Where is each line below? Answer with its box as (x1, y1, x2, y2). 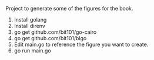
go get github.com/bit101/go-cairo (14, 29, 97, 36)
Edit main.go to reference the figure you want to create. (14, 41, 149, 48)
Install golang (14, 16, 47, 23)
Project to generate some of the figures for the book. (5, 5, 133, 12)
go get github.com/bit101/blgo (14, 35, 87, 41)
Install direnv (14, 23, 45, 29)
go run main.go (14, 47, 51, 54)
